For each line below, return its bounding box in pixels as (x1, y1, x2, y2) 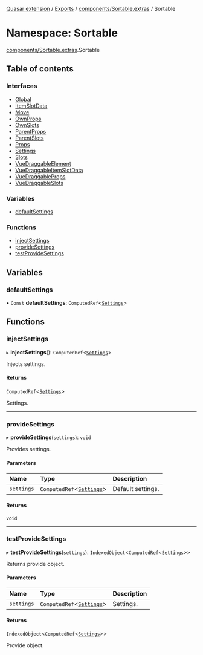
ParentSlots (14, 134, 44, 142)
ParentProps (14, 128, 47, 135)
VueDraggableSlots (14, 179, 63, 186)
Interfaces (6, 82, 37, 90)
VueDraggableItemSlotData (14, 166, 83, 174)
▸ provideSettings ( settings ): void (6, 434, 91, 441)
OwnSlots (14, 121, 39, 129)
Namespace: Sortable (6, 27, 118, 40)
